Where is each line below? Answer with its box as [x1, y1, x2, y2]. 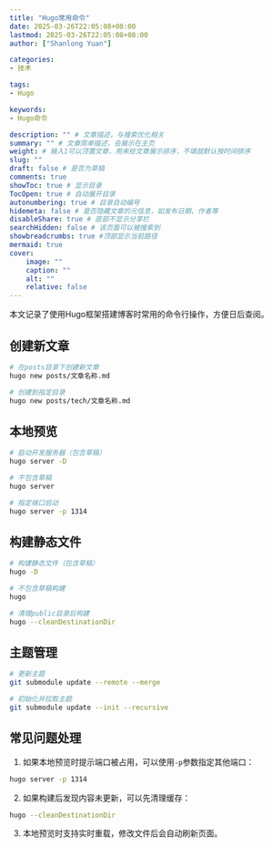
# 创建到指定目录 [9, 387, 66, 397]
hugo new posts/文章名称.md [9, 371, 111, 380]
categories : [9, 56, 55, 65]
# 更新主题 [9, 669, 45, 679]
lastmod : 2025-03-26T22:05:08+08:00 [9, 30, 148, 39]
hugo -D [9, 567, 39, 577]
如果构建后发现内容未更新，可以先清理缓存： [22, 792, 191, 803]
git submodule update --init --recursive [9, 703, 169, 712]
